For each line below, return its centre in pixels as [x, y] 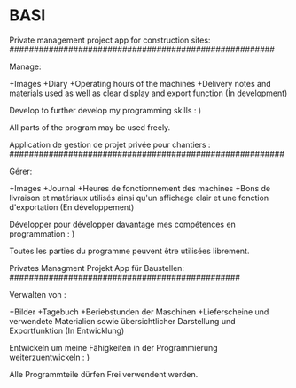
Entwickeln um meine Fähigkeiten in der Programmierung [114, 347]
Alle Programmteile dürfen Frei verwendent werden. [104, 374]
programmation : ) [42, 233]
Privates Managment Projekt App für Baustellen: [97, 268]
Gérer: [21, 171]
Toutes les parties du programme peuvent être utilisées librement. [129, 251]
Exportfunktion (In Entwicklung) [67, 330]
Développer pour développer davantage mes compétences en [123, 224]
